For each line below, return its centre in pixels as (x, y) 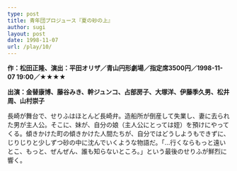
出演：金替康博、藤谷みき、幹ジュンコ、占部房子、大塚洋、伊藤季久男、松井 (118, 92)
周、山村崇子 (26, 101)
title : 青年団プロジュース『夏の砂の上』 (60, 21)
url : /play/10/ (30, 47)
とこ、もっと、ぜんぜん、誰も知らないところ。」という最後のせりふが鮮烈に (117, 151)
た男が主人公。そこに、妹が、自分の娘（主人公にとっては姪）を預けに (109, 125)
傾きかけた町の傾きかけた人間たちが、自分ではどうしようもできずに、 (128, 133)
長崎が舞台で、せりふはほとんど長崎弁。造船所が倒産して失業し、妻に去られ (118, 116)
